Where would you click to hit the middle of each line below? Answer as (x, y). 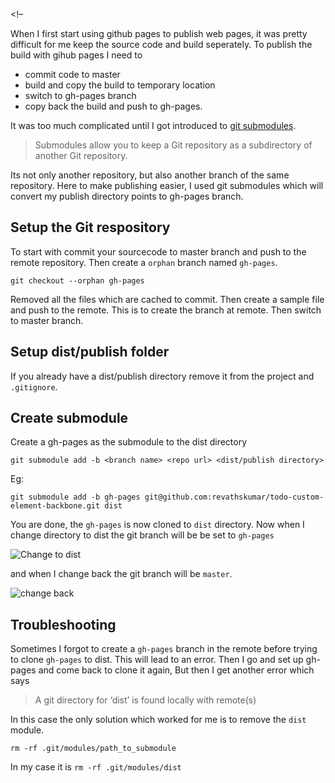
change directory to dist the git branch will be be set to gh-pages (142, 535)
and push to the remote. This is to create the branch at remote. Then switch (166, 310)
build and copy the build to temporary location (120, 85)
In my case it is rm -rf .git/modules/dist (96, 767)
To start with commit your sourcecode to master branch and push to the (158, 251)
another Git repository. (81, 155)
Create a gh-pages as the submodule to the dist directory (129, 442)
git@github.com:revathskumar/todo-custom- (234, 497)
